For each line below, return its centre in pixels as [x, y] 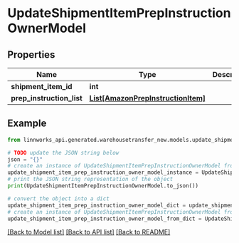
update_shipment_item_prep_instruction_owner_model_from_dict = [105, 219]
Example [27, 124]
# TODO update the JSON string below [63, 152]
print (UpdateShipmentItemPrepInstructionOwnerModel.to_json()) [103, 186]
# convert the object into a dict [59, 198]
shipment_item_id [42, 87]
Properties [31, 55]
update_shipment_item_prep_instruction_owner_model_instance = [103, 172]
